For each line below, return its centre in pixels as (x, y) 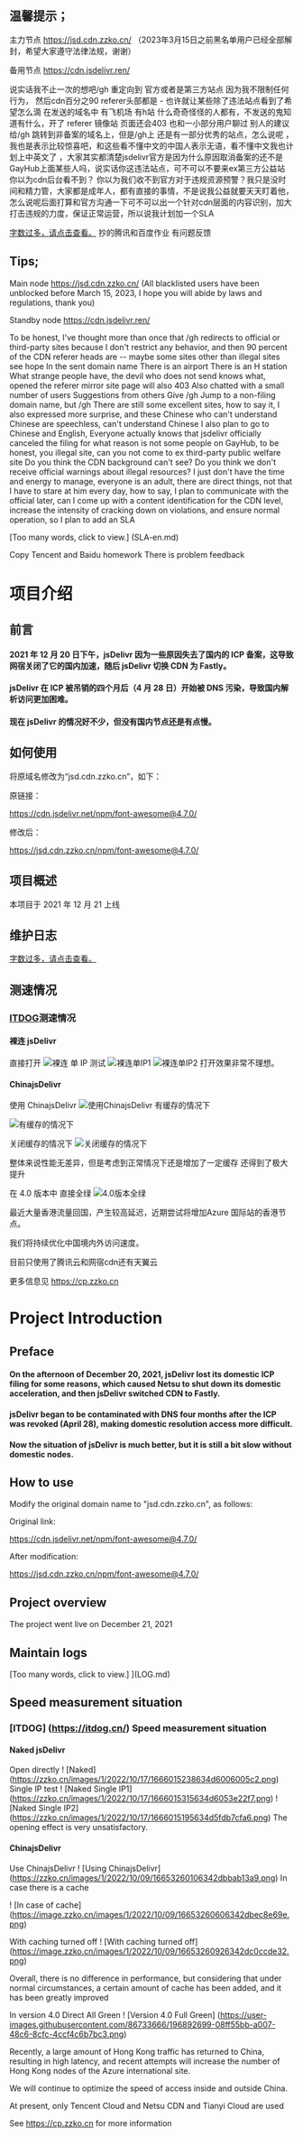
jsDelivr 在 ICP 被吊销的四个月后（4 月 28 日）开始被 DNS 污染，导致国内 (145, 688)
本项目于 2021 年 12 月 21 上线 (64, 904)
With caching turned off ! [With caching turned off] (104, 1941)
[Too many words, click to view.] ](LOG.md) (90, 1674)
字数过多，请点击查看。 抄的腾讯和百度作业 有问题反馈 (110, 232)
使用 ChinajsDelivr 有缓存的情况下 (110, 1106)
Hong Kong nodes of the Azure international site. (100, 2070)
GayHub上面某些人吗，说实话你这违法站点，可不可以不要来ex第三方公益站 (147, 168)
